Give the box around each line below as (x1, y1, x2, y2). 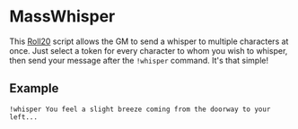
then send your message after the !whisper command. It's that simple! (9, 55, 269, 65)
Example (9, 81, 59, 96)
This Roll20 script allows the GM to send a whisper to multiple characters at (9, 36, 289, 47)
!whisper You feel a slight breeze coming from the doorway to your (9, 105, 271, 114)
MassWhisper (9, 6, 116, 27)
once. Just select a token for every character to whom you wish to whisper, (9, 45, 288, 56)
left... (9, 112, 39, 122)
